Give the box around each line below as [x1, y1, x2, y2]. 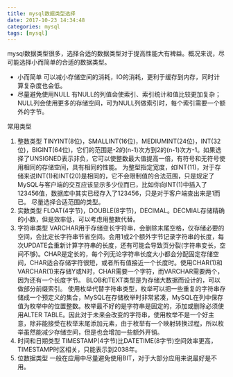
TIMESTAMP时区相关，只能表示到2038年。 [17, 345, 141, 354]
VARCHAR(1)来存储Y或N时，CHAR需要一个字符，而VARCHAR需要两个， [17, 267, 224, 276]
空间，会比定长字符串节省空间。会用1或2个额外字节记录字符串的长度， [17, 233, 218, 241]
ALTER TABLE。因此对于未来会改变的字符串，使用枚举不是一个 [23, 310, 202, 319]
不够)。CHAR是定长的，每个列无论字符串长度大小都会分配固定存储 [23, 250, 214, 258]
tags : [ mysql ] [7, 29, 49, 37]
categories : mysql [7, 23, 60, 30]
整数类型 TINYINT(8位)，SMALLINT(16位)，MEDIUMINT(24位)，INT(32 [17, 137, 221, 146]
